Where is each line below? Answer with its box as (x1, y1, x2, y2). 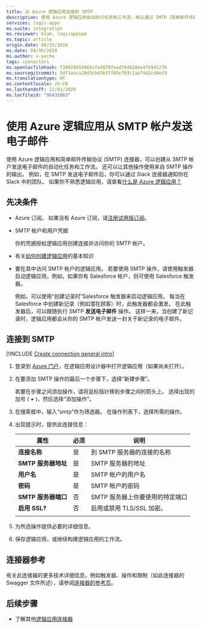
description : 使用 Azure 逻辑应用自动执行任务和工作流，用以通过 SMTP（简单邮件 (6, 14, 190, 20)
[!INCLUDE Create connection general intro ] (6, 350, 115, 357)
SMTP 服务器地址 (17, 459, 68, 468)
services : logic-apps (6, 20, 60, 26)
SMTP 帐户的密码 (90, 482, 140, 490)
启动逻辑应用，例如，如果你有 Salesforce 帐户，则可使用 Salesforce (14, 272, 182, 280)
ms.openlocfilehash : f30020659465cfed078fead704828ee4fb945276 (6, 64, 167, 71)
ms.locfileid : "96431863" (6, 92, 71, 98)
